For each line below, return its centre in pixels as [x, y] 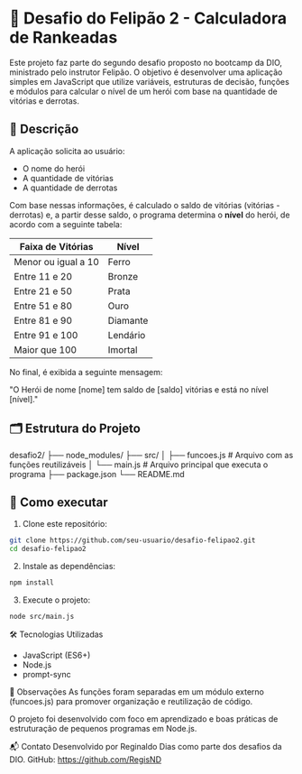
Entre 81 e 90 [43, 320]
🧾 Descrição [44, 129]
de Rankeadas [64, 37]
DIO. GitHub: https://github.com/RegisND [86, 759]
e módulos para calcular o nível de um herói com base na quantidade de [143, 91]
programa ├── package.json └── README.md [97, 474]
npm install [32, 583]
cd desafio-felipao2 [48, 549]
